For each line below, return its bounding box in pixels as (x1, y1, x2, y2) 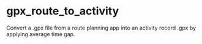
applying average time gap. (6, 30, 75, 37)
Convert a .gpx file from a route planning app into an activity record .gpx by (6, 24, 196, 31)
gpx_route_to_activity (6, 4, 119, 18)
